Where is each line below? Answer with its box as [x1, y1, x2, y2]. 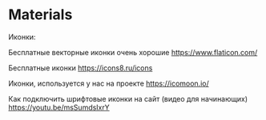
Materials [8, 6, 73, 24]
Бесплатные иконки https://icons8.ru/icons [8, 62, 153, 73]
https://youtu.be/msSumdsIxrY [8, 102, 110, 112]
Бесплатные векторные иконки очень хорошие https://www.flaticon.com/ [8, 47, 258, 57]
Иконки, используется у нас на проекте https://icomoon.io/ [8, 78, 210, 88]
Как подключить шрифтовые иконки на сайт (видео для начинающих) [8, 94, 248, 103]
